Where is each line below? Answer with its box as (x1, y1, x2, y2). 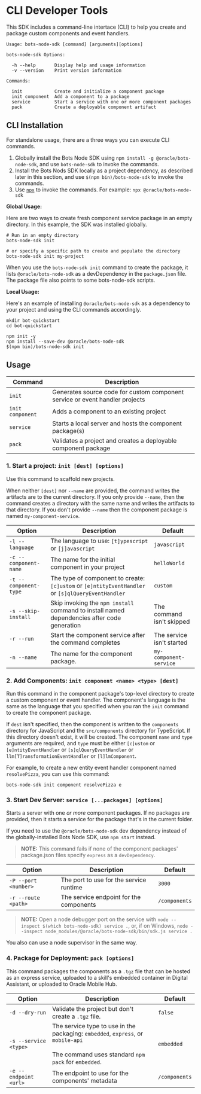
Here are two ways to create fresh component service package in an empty (6, 214, 193, 221)
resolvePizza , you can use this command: (6, 770, 109, 778)
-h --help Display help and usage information (11, 62, 146, 68)
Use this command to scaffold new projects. (6, 475, 115, 482)
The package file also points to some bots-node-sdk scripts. (6, 276, 156, 284)
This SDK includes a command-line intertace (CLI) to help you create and (6, 23, 187, 31)
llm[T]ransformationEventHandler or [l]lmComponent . (6, 752, 136, 760)
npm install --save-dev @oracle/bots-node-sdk (6, 339, 124, 345)
